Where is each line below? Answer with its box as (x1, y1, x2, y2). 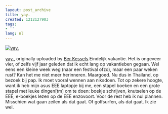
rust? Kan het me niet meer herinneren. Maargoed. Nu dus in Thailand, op (5, 72, 159, 78)
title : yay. (5, 12, 30, 17)
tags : (5, 21, 17, 27)
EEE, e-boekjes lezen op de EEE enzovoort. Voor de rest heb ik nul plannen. (5, 93, 163, 99)
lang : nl (5, 31, 24, 36)
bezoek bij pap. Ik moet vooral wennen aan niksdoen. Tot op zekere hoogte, (5, 77, 163, 83)
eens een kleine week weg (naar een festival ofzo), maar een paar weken (5, 66, 158, 72)
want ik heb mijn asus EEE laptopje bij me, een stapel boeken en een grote (5, 83, 160, 89)
